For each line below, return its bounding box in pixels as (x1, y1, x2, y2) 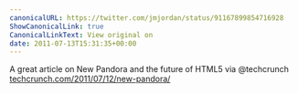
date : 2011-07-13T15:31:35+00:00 (9, 38, 137, 48)
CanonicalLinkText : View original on (9, 30, 154, 39)
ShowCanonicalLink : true (9, 22, 104, 31)
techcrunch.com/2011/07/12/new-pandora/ (9, 74, 171, 85)
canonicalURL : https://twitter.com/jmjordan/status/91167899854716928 (9, 13, 284, 23)
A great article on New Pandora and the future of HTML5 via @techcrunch (9, 64, 290, 75)
